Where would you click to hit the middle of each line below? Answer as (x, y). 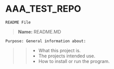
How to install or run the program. (74, 61)
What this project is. (60, 50)
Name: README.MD (40, 31)
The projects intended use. (67, 56)
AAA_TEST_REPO (43, 9)
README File (18, 22)
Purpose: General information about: (46, 41)
